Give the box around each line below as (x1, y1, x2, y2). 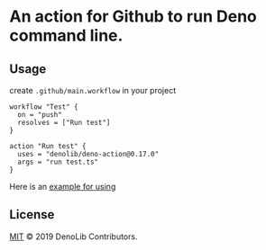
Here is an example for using (9, 182, 116, 192)
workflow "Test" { (9, 103, 78, 112)
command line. (9, 25, 124, 46)
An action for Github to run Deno (9, 6, 257, 27)
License (9, 207, 55, 222)
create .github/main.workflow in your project (9, 85, 177, 95)
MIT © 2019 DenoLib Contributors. (9, 231, 138, 242)
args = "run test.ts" (17, 157, 99, 166)
